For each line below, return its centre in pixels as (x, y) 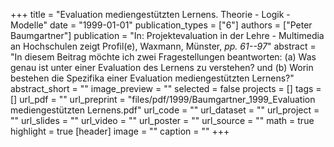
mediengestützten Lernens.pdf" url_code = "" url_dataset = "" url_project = (165, 110)
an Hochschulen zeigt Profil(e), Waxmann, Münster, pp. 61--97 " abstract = (163, 46)
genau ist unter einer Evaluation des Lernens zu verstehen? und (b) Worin (162, 67)
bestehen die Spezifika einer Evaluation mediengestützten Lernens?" (152, 78)
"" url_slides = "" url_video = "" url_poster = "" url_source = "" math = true (162, 120)
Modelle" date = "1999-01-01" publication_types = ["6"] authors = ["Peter (161, 25)
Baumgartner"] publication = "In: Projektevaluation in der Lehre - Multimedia (167, 35)
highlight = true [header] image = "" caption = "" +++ (120, 131)
